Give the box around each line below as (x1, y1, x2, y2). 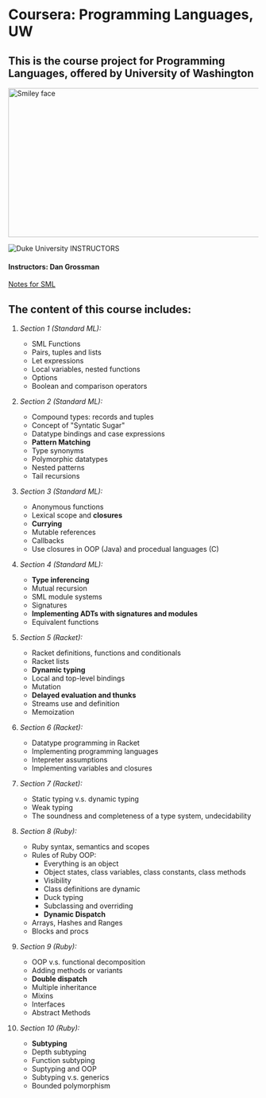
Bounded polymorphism (31, 1081, 111, 1091)
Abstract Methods (31, 1008, 91, 1018)
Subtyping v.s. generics (31, 1073, 110, 1082)
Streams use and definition (31, 699, 120, 708)
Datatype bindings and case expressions (31, 429, 165, 439)
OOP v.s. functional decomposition (31, 957, 145, 967)
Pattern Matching (31, 437, 91, 447)
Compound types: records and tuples (31, 412, 154, 422)
